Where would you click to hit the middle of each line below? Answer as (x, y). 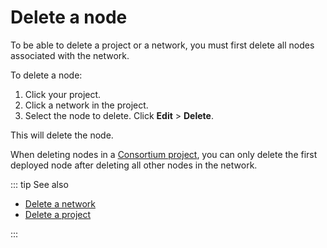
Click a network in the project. (86, 105)
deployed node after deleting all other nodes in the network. (134, 165)
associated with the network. (70, 55)
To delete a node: (46, 75)
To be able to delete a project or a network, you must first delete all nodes (162, 45)
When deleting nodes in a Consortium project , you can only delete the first (164, 154)
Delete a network (60, 203)
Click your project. (63, 94)
